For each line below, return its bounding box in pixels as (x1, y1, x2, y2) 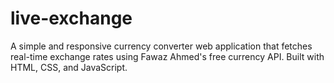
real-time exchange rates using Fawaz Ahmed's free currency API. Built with (10, 50, 325, 62)
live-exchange (10, 7, 133, 30)
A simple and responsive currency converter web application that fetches (10, 40, 313, 52)
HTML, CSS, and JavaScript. (10, 61, 128, 73)
